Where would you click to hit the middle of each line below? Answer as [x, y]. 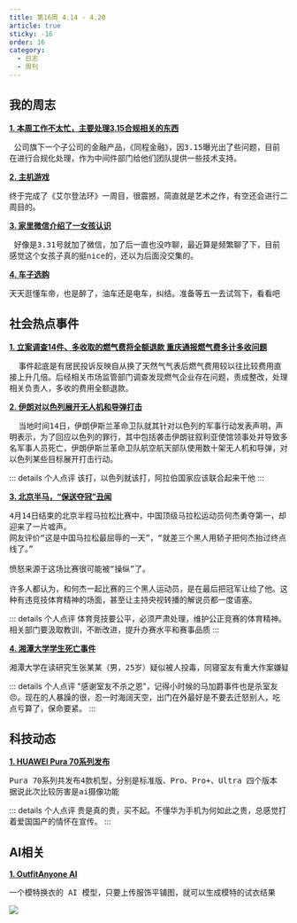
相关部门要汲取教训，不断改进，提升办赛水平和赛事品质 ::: [114, 630]
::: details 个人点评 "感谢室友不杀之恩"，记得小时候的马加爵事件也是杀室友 [144, 686]
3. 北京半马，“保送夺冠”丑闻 [61, 497]
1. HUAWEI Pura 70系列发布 [60, 762]
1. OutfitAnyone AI [43, 874]
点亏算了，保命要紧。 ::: [53, 708]
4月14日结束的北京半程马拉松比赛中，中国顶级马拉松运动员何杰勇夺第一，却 [148, 516]
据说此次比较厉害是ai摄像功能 [64, 792]
